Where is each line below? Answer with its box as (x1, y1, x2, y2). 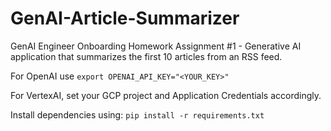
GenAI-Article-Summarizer (10, 7, 240, 30)
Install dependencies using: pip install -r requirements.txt (10, 108, 265, 121)
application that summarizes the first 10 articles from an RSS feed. (10, 50, 283, 62)
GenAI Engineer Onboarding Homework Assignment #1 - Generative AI (10, 40, 302, 52)
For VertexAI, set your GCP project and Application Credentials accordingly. (10, 89, 322, 101)
